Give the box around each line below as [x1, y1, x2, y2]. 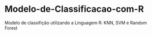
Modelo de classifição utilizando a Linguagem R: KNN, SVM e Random [4, 20, 147, 26]
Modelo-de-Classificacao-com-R [4, 3, 144, 15]
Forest [4, 25, 18, 31]
